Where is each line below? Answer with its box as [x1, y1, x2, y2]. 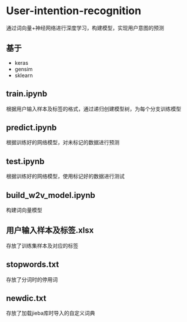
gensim [14, 65, 33, 72]
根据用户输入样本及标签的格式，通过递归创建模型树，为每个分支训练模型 [6, 105, 181, 112]
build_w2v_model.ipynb [6, 190, 96, 200]
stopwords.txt [6, 260, 59, 270]
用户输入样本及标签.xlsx [6, 225, 94, 235]
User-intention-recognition [6, 4, 142, 18]
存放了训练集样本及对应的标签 [6, 242, 78, 249]
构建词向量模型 [6, 207, 42, 213]
